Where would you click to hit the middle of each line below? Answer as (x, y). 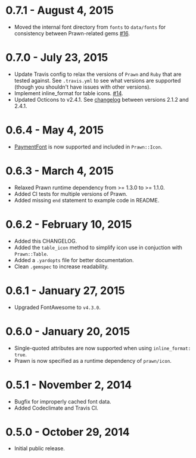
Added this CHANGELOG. (46, 241)
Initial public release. (39, 448)
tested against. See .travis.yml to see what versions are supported (97, 80)
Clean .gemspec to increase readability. (61, 266)
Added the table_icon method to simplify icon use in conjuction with (98, 247)
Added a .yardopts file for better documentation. (74, 260)
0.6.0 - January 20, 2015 (68, 331)
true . (21, 354)
